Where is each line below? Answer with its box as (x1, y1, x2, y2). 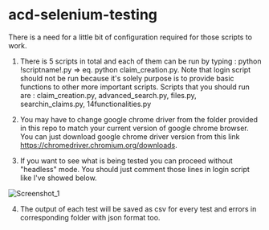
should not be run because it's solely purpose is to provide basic (19, 73, 234, 83)
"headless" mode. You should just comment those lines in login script (19, 164, 251, 174)
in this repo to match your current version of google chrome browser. (19, 123, 249, 133)
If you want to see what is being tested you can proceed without (19, 155, 233, 166)
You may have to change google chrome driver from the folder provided (19, 114, 259, 124)
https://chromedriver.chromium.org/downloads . (19, 140, 178, 150)
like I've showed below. (19, 173, 98, 183)
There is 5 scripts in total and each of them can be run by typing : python (19, 56, 263, 66)
